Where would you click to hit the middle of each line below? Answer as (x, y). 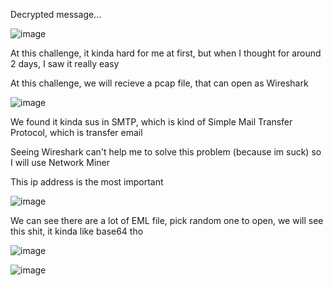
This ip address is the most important (87, 182)
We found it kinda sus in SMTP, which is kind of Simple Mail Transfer (151, 122)
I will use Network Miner (60, 162)
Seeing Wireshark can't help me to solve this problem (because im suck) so (166, 152)
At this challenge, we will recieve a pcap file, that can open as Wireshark (159, 83)
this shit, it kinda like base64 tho (77, 231)
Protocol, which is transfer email (76, 132)
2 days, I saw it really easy (65, 63)
